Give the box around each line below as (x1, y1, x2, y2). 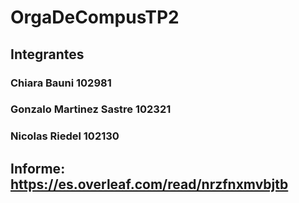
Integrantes (10, 46, 85, 63)
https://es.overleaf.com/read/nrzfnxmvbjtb (10, 176, 289, 193)
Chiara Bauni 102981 (10, 76, 112, 90)
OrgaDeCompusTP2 (10, 6, 180, 29)
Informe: (10, 160, 66, 177)
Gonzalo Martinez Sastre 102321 (10, 102, 172, 116)
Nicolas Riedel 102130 (10, 129, 120, 143)
